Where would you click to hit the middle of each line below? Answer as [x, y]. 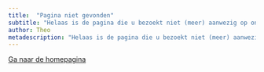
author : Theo [29, 30]
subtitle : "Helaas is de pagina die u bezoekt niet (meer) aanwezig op [128, 23]
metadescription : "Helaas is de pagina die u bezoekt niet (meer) [119, 37]
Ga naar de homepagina [47, 59]
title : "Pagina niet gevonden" [61, 15]
